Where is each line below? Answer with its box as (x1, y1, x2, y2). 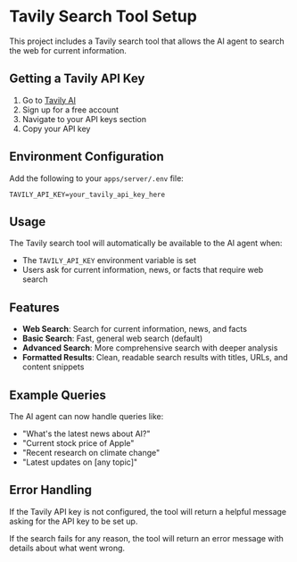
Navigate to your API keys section (21, 113, 147, 124)
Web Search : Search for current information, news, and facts (21, 324, 248, 335)
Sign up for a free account (21, 104, 119, 115)
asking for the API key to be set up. (9, 516, 138, 526)
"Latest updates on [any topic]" (21, 457, 138, 467)
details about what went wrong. (9, 542, 126, 553)
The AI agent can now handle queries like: (9, 411, 164, 421)
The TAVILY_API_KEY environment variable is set (21, 255, 197, 266)
